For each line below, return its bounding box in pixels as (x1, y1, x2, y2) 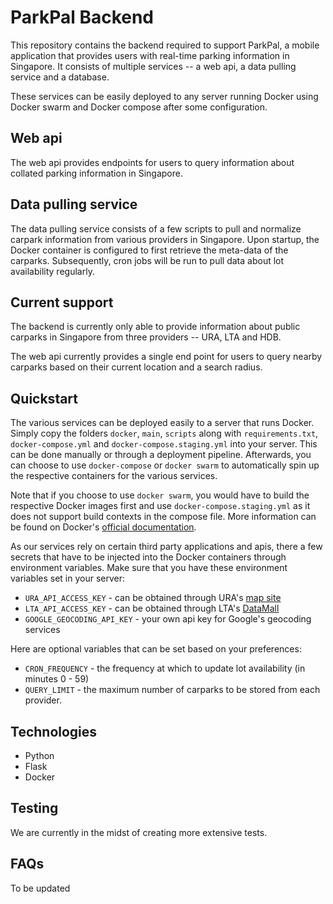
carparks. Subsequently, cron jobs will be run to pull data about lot (10, 254, 285, 266)
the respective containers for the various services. (10, 470, 218, 482)
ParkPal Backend (10, 6, 155, 29)
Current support (10, 294, 114, 311)
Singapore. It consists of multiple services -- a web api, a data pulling (10, 60, 297, 72)
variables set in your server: (10, 572, 126, 585)
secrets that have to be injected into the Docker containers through (10, 551, 287, 563)
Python (24, 750, 55, 761)
